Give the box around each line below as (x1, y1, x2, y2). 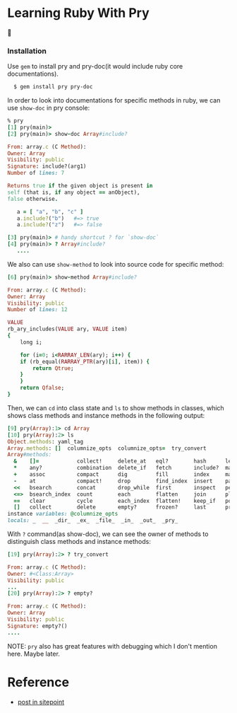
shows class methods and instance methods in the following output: (7, 411, 205, 419)
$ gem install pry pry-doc (13, 83, 93, 91)
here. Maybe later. (7, 649, 60, 658)
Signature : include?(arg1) (7, 163, 87, 170)
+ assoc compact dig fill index (13, 471, 210, 478)
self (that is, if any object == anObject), (7, 189, 140, 196)
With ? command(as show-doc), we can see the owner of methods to (7, 530, 209, 538)
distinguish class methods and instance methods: (7, 538, 152, 546)
